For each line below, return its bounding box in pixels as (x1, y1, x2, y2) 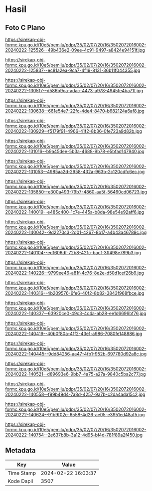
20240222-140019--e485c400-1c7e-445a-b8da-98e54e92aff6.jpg (5, 209, 145, 215)
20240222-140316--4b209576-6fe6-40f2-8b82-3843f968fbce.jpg (5, 290, 145, 296)
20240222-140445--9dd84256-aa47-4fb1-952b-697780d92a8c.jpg (5, 351, 147, 357)
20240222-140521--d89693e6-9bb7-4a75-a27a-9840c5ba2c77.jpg (5, 371, 146, 377)
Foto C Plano (5, 23, 45, 32)
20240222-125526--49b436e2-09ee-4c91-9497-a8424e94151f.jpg (5, 47, 146, 53)
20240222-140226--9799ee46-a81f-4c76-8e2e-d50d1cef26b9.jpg (5, 270, 145, 276)
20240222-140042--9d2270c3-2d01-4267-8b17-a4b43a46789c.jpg (5, 229, 147, 235)
